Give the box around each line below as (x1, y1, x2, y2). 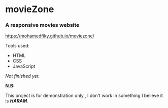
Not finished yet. (5, 73, 40, 79)
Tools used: (5, 43, 29, 49)
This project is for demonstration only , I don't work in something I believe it (5, 92, 163, 99)
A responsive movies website (5, 22, 80, 29)
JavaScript (12, 63, 36, 69)
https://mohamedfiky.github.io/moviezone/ (5, 33, 95, 39)
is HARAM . (5, 98, 29, 104)
